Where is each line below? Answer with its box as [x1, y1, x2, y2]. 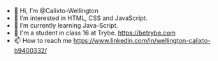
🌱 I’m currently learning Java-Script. [13, 21, 119, 29]
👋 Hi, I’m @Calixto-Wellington [13, 7, 99, 15]
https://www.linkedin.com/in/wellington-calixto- [73, 37, 211, 44]
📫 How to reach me [13, 37, 72, 44]
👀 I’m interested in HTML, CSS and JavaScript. [13, 14, 148, 22]
